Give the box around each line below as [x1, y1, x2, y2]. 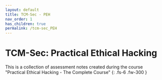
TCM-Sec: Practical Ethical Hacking [5, 47, 157, 59]
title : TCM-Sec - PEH [5, 12, 51, 17]
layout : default [5, 7, 39, 12]
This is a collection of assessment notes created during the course [5, 64, 143, 70]
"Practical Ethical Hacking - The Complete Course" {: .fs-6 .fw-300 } [5, 69, 147, 75]
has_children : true [5, 21, 46, 26]
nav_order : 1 [5, 16, 33, 21]
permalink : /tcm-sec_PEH [5, 26, 57, 31]
